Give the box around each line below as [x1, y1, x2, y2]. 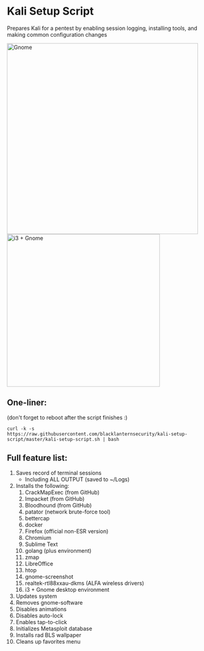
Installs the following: [15, 482, 70, 489]
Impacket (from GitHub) [24, 495, 85, 502]
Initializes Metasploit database [15, 625, 92, 632]
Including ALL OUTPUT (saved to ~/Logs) [24, 475, 130, 483]
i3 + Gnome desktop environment [24, 586, 109, 593]
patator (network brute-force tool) [24, 508, 111, 515]
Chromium [24, 534, 51, 541]
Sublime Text [24, 540, 58, 548]
